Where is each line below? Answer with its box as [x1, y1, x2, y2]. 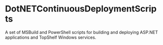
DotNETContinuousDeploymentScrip [5, 3, 157, 14]
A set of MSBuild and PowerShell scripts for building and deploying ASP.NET [5, 29, 158, 35]
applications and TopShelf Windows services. [5, 34, 97, 40]
